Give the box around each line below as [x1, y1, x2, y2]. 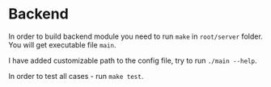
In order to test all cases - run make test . [8, 71, 144, 81]
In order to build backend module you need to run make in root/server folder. [8, 31, 263, 41]
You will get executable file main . [8, 39, 116, 49]
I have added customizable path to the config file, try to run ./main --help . [8, 56, 257, 65]
